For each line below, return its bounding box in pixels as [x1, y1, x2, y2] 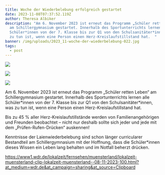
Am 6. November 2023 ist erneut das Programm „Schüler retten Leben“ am [5, 89, 157, 95]
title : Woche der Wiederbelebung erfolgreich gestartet [5, 7, 122, 12]
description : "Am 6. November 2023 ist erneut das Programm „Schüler [5, 21, 151, 26]
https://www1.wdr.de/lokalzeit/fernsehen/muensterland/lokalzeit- [5, 153, 137, 159]
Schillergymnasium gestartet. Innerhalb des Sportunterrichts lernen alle [5, 94, 150, 100]
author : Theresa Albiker [5, 16, 56, 21]
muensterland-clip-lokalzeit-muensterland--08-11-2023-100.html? [5, 159, 139, 165]
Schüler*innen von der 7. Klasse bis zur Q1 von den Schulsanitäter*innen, [5, 99, 153, 105]
